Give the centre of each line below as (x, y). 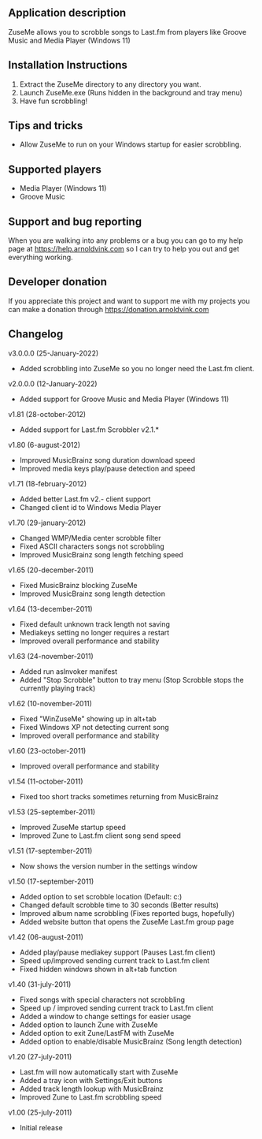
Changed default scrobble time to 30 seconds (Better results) (119, 905)
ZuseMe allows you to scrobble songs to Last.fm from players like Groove (127, 32)
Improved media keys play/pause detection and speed (107, 468)
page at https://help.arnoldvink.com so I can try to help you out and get (124, 249)
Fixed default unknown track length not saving (95, 624)
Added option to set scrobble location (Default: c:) (101, 896)
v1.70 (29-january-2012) (47, 523)
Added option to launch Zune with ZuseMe (89, 1025)
